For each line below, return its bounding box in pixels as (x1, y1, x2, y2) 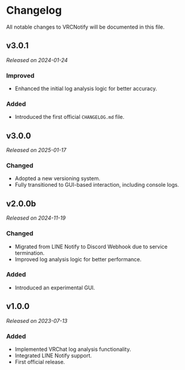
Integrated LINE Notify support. (14, 351, 92, 359)
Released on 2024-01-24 (6, 56, 68, 63)
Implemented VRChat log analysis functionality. (14, 346, 131, 353)
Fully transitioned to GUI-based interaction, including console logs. (14, 181, 179, 189)
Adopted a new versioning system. (14, 175, 100, 182)
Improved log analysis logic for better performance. (14, 255, 142, 263)
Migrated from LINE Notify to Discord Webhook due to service (14, 243, 168, 250)
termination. (14, 249, 45, 257)
